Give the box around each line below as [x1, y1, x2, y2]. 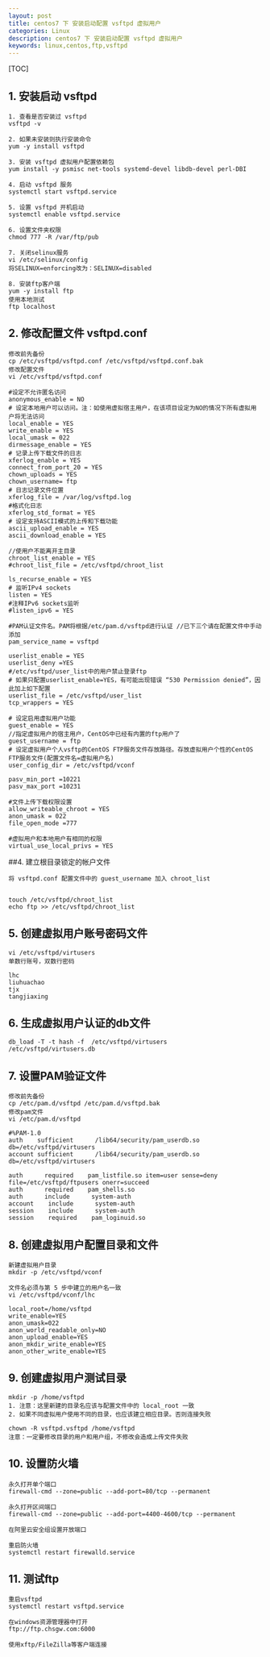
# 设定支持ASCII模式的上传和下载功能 [8, 517, 118, 525]
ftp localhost [8, 302, 56, 310]
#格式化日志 [8, 502, 43, 510]
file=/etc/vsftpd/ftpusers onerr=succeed [8, 1179, 150, 1187]
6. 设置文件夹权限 [8, 226, 62, 234]
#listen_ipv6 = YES [8, 606, 74, 614]
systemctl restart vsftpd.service [8, 1602, 125, 1611]
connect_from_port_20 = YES [8, 463, 103, 472]
